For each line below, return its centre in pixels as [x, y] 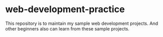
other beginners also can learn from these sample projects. [67, 28]
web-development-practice [65, 9]
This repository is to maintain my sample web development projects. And [82, 23]
